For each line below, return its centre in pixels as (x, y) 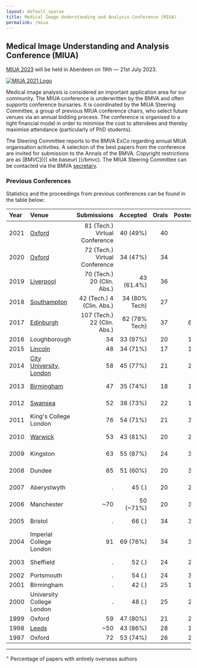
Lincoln (40, 348)
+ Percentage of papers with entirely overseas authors (72, 658)
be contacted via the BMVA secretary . (52, 166)
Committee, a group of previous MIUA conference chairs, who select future (97, 111)
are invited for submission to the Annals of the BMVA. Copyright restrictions (97, 154)
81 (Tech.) (99, 225)
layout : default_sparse (35, 11)
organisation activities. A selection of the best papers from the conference (96, 147)
